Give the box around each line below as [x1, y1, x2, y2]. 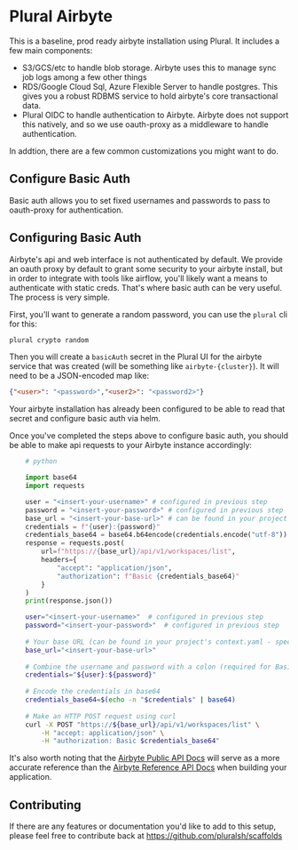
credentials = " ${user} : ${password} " [25, 670, 157, 679]
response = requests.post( [25, 539, 125, 548]
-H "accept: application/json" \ [41, 728, 165, 737]
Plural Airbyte [9, 6, 114, 27]
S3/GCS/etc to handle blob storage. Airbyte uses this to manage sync [21, 62, 277, 73]
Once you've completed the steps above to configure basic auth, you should [9, 430, 289, 441]
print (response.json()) [25, 597, 114, 605]
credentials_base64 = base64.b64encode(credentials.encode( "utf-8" [25, 531, 279, 540]
